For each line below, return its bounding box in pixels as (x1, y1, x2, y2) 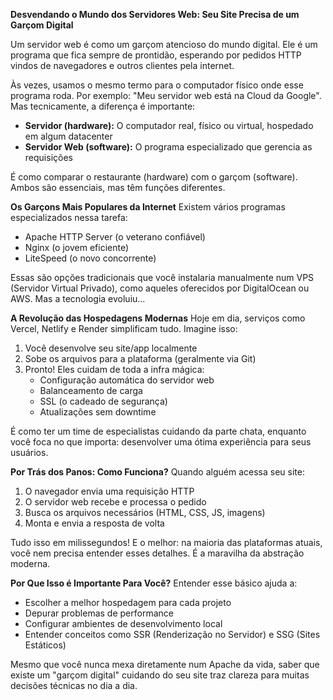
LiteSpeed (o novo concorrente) (24, 252, 157, 264)
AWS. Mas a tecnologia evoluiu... (10, 293, 146, 304)
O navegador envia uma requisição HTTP (24, 485, 195, 497)
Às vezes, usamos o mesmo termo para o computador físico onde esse (10, 79, 304, 91)
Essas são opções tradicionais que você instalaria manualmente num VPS (10, 272, 315, 283)
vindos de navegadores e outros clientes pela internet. (10, 60, 235, 71)
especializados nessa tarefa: (10, 212, 128, 223)
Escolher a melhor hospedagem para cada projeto (24, 597, 232, 608)
